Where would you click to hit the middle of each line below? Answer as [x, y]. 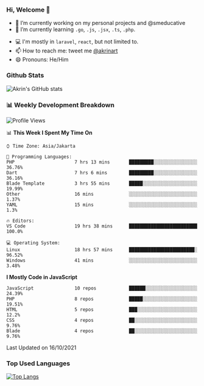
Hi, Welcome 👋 [28, 10]
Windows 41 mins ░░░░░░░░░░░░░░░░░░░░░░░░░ [102, 260]
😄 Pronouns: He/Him [42, 60]
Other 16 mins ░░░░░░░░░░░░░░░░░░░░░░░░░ [102, 194]
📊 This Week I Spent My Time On [49, 132]
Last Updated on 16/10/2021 [41, 348]
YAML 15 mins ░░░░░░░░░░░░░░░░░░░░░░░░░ [102, 205]
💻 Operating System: [33, 243]
